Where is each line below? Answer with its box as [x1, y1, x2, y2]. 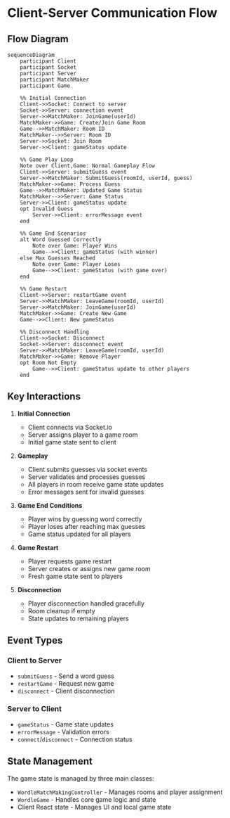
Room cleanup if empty [27, 606, 96, 615]
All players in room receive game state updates [27, 480, 164, 488]
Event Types [7, 634, 63, 646]
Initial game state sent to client [27, 437, 117, 446]
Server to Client [7, 704, 62, 714]
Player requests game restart [27, 557, 112, 565]
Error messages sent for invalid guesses [27, 487, 144, 496]
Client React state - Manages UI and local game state [17, 803, 172, 811]
